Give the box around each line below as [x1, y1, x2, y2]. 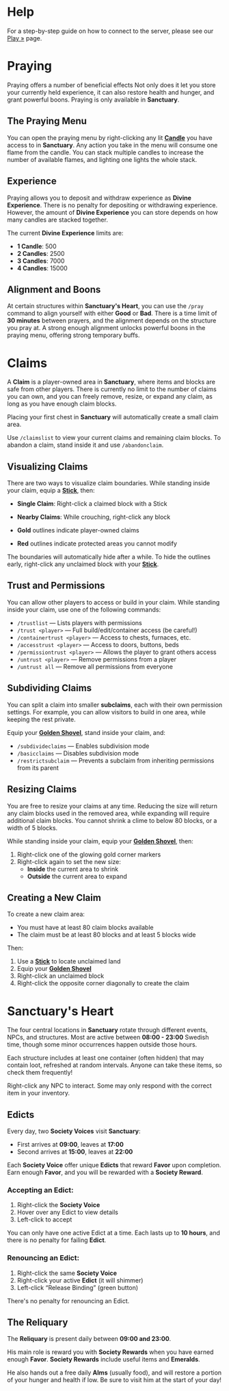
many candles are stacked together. [7, 215, 108, 224]
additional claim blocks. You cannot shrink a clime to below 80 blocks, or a [7, 816, 217, 824]
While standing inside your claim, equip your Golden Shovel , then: [7, 837, 193, 845]
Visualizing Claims [7, 460, 88, 472]
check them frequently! [7, 1068, 73, 1077]
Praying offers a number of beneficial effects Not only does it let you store [7, 80, 216, 89]
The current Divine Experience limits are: [7, 229, 124, 237]
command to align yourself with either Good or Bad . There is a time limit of [7, 309, 217, 318]
